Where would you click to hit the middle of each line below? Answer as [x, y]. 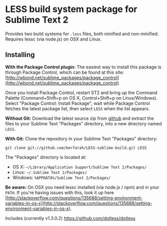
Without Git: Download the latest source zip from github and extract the [79, 118]
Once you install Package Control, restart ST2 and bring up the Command [81, 92]
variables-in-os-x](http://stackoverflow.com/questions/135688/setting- [79, 203]
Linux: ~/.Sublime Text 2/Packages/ [50, 172]
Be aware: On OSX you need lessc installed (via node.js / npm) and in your [82, 187]
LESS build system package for [71, 9]
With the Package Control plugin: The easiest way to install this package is [83, 67]
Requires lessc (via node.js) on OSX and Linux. [53, 39]
